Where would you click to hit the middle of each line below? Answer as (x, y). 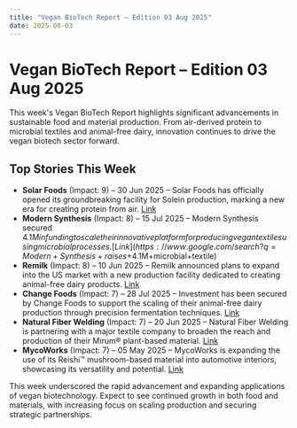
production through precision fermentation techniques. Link (131, 313)
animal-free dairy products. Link (81, 284)
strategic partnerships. (51, 415)
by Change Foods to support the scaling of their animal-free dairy (142, 303)
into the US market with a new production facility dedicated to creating (151, 275)
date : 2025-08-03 (41, 26)
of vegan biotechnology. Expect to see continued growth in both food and (144, 396)
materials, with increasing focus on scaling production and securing (133, 405)
